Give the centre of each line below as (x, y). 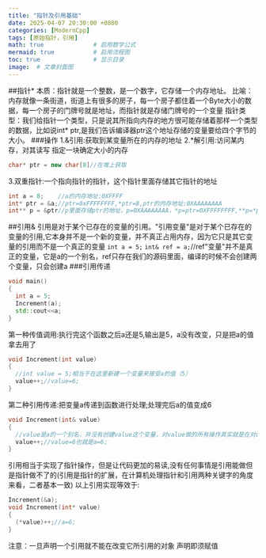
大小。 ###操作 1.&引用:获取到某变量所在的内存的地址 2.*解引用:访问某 (123, 140)
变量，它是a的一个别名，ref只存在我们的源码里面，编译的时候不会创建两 (139, 256)
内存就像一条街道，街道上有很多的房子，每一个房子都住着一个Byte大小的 (127, 101)
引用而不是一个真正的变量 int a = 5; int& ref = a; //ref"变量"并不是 (134, 247)
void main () (28, 282)
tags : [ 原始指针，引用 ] (43, 38)
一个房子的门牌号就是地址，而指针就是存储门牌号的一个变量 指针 (134, 110)
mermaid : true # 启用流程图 (69, 52)
